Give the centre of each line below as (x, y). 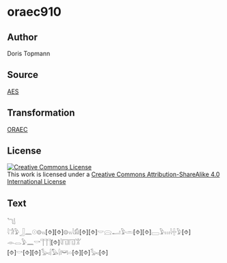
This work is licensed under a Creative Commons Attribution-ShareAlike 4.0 (113, 174)
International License (37, 182)
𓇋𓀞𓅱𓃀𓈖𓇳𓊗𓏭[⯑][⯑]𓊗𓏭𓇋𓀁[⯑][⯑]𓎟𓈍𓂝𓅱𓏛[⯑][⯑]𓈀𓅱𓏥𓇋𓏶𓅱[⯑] (99, 232)
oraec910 (34, 12)
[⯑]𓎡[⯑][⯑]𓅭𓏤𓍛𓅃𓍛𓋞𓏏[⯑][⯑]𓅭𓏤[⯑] (57, 253)
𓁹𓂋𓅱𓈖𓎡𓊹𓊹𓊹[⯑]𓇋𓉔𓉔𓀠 (44, 243)
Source (23, 75)
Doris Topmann (29, 53)
